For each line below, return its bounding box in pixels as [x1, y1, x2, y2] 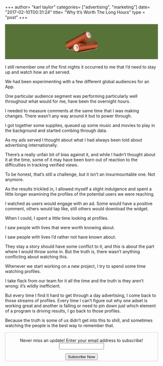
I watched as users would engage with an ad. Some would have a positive [5, 201, 153, 206]
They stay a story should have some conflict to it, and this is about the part [5, 243, 154, 249]
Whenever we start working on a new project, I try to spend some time [5, 263, 146, 269]
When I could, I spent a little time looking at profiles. [5, 215, 109, 221]
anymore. [5, 176, 24, 182]
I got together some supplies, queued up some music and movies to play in [5, 122, 155, 128]
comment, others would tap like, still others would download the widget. [5, 205, 149, 211]
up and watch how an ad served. [5, 69, 71, 75]
